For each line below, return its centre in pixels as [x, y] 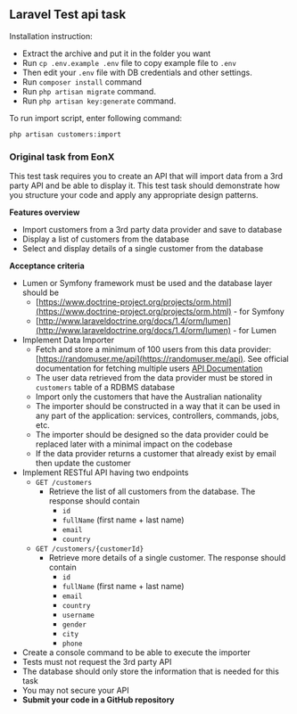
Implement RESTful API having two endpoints [105, 472]
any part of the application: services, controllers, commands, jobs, [157, 416]
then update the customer [83, 464]
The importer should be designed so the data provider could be [152, 435]
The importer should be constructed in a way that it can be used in [158, 406]
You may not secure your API [75, 691]
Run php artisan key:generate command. [99, 101]
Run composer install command [82, 82]
